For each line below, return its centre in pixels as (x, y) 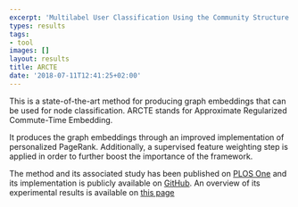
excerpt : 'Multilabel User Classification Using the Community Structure (149, 17)
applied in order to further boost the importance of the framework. (131, 156)
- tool (21, 42)
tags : (19, 34)
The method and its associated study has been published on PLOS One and (148, 173)
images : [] (29, 51)
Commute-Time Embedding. (61, 120)
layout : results (39, 59)
